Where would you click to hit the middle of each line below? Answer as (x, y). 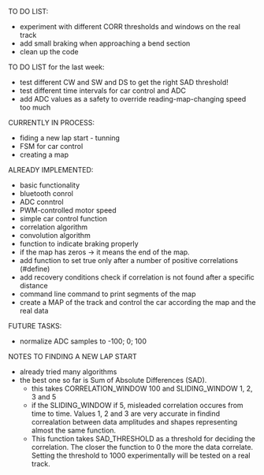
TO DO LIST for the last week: (56, 67)
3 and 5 (44, 397)
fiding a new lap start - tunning (70, 138)
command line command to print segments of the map (108, 294)
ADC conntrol (42, 202)
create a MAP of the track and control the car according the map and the (138, 302)
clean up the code (49, 52)
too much (35, 107)
